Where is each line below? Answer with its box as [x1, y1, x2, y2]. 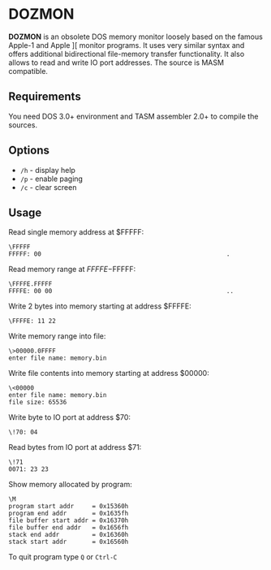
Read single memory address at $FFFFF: [8, 227, 144, 237]
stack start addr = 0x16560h [8, 538, 129, 546]
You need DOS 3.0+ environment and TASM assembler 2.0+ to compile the [8, 111, 259, 121]
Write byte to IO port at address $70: [8, 412, 131, 422]
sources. [8, 119, 38, 130]
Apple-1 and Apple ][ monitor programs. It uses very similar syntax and [8, 40, 245, 50]
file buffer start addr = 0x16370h [8, 516, 129, 525]
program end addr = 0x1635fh [8, 509, 129, 518]
